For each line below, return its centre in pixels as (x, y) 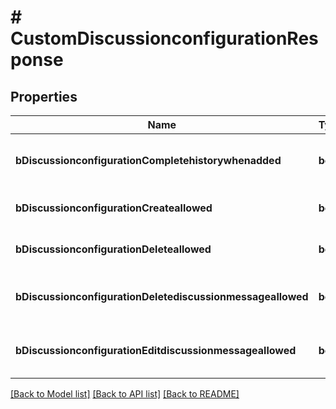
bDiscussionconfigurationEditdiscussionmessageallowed (156, 350)
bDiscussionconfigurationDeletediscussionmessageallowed (162, 296)
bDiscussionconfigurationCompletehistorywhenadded (148, 160)
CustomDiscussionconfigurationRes (164, 38)
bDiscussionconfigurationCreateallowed (114, 208)
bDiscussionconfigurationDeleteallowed (113, 249)
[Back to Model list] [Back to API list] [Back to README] (125, 394)
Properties (44, 96)
